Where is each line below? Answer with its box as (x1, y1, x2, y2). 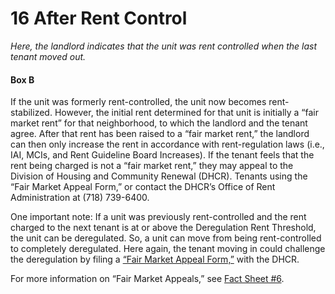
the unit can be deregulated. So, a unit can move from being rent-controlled (10, 232, 322, 244)
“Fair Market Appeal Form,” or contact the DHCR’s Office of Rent (10, 181, 276, 193)
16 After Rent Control (10, 7, 188, 30)
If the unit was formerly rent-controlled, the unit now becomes (10, 96, 267, 108)
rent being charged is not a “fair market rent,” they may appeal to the (10, 160, 294, 172)
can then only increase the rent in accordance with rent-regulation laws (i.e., (10, 138, 325, 151)
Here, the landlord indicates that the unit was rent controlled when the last (10, 40, 317, 52)
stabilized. (10, 107, 53, 119)
